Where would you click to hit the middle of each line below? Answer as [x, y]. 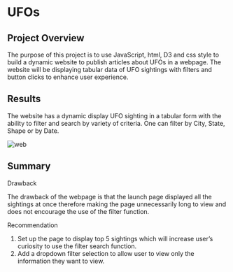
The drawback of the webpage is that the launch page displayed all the [110, 196]
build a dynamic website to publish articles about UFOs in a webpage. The [114, 62]
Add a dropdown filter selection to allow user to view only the [106, 253]
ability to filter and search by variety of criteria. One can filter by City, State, [116, 123]
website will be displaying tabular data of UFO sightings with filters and [110, 70]
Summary [29, 166]
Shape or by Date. [33, 131]
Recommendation [33, 225]
